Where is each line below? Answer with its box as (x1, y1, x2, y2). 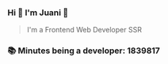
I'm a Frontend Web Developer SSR (26, 25, 142, 35)
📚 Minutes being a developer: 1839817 (7, 45, 160, 56)
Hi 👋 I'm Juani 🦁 (7, 7, 69, 18)
